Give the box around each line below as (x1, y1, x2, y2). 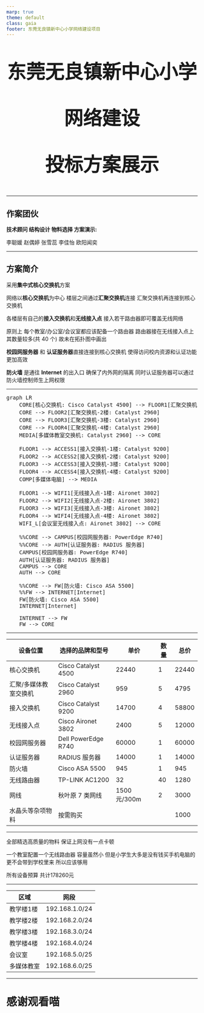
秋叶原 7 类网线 (58, 791, 102, 799)
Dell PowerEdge (58, 734, 104, 743)
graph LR (6, 394, 32, 401)
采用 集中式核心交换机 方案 (6, 281, 70, 288)
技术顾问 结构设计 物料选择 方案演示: (6, 226, 97, 233)
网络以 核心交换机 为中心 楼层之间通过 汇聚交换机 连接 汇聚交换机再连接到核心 (6, 294, 195, 301)
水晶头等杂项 (9, 806, 47, 815)
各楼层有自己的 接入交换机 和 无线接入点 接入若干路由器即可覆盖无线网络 (6, 315, 183, 322)
